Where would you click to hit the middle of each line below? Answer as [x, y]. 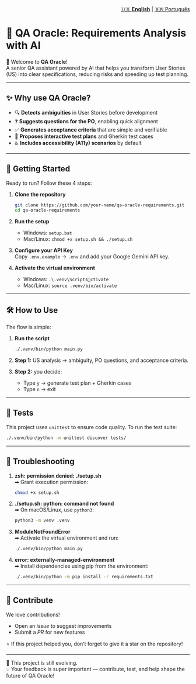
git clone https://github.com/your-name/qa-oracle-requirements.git [99, 205]
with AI [23, 46]
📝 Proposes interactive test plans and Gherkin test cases [84, 136]
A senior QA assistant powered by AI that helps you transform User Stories [96, 68]
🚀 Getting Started [38, 169]
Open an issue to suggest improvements [63, 626]
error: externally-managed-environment [64, 560]
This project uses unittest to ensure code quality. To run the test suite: [92, 427]
